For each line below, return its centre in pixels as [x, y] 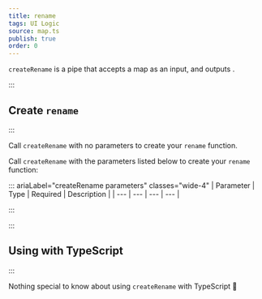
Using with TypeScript [66, 251]
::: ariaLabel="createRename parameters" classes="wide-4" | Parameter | [132, 185]
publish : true [32, 38]
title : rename [32, 16]
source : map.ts [34, 31]
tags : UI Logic [34, 23]
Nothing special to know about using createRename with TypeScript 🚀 [123, 286]
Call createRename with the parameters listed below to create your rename [129, 161]
